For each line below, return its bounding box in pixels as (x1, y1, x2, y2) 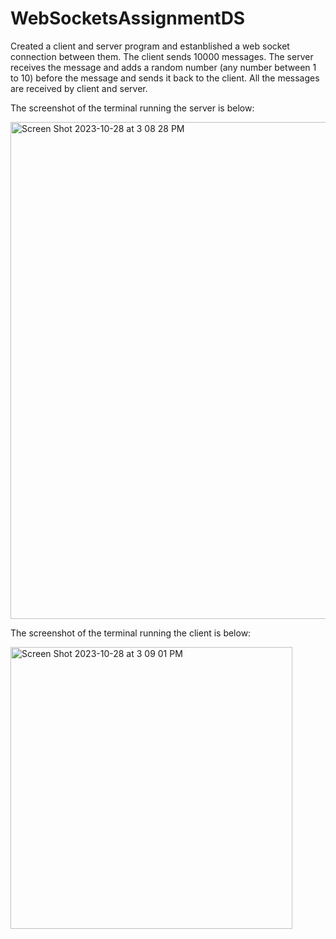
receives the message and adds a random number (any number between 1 (10, 61, 317, 73)
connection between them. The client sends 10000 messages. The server (10, 50, 314, 62)
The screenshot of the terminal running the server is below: (10, 102, 255, 114)
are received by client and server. (10, 82, 148, 94)
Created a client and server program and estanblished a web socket (10, 40, 290, 52)
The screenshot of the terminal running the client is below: (10, 627, 252, 639)
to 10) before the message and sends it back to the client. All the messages (10, 72, 320, 84)
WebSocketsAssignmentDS (10, 7, 246, 30)
